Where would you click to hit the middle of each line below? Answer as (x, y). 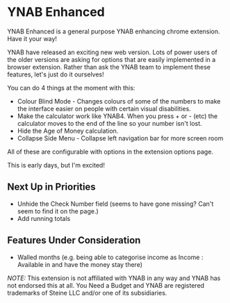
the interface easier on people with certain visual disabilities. (104, 108)
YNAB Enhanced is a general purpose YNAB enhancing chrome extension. (114, 31)
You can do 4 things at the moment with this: (71, 88)
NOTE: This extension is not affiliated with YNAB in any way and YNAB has (114, 278)
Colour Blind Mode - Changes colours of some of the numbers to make (119, 101)
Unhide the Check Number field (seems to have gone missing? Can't (115, 204)
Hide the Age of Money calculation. (68, 131)
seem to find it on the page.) (58, 211)
